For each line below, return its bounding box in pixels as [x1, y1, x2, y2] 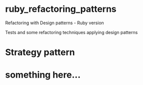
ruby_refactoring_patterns [5, 3, 117, 15]
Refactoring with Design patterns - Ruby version [5, 20, 104, 26]
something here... [5, 69, 81, 81]
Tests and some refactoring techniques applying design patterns [5, 29, 138, 35]
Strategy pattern [5, 47, 75, 58]
